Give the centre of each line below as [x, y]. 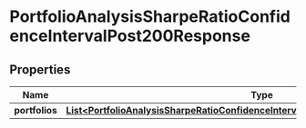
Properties [40, 69]
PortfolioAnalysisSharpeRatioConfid [150, 17]
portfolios [36, 110]
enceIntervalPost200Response [130, 36]
